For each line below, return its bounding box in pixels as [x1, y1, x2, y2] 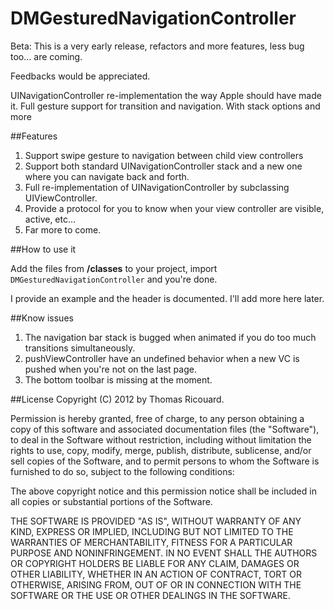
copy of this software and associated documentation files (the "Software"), [10, 423, 320, 435]
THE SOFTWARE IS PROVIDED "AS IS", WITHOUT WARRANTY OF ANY [10, 515, 302, 527]
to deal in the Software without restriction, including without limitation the [10, 433, 312, 446]
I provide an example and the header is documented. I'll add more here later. [10, 292, 325, 304]
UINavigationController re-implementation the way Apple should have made [10, 89, 322, 101]
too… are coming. [10, 50, 83, 62]
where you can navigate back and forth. [24, 170, 190, 182]
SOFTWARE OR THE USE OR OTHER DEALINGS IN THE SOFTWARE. [10, 589, 291, 601]
